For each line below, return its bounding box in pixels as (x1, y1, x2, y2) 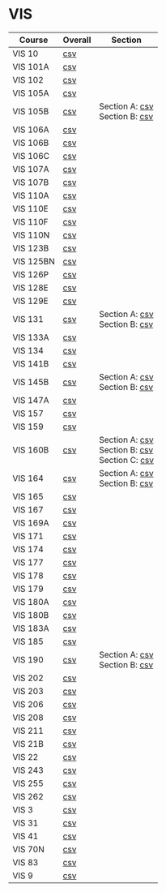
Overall (62, 34, 92, 45)
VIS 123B (12, 242, 49, 254)
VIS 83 (12, 856, 39, 868)
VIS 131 (12, 313, 45, 324)
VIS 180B (12, 609, 49, 620)
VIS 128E (12, 281, 49, 293)
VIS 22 (12, 751, 39, 762)
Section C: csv (98, 454, 155, 465)
